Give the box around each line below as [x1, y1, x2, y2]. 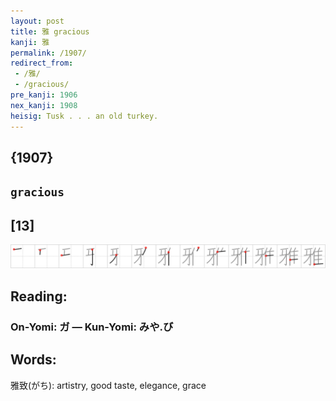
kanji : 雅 [10, 37, 50, 47]
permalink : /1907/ [10, 48, 87, 58]
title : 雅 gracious [10, 26, 90, 37]
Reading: [10, 288, 68, 305]
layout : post [10, 16, 65, 26]
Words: [10, 351, 57, 369]
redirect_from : [10, 58, 74, 69]
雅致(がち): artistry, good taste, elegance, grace [10, 379, 207, 391]
